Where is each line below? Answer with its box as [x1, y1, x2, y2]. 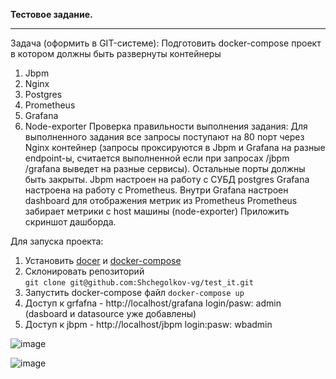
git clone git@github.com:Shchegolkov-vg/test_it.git [24, 278, 254, 288]
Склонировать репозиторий [24, 265, 145, 277]
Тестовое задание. [10, 9, 93, 20]
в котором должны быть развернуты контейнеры [10, 48, 222, 59]
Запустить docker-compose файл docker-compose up [24, 287, 245, 298]
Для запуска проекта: [10, 235, 104, 247]
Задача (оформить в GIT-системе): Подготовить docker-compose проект [10, 37, 322, 49]
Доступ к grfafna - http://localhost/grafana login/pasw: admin [24, 297, 282, 309]
